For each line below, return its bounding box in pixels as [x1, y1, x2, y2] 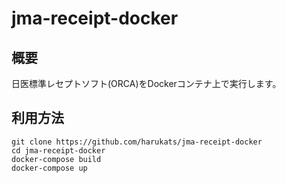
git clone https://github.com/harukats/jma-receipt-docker [11, 137, 263, 147]
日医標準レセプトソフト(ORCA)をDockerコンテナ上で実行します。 [11, 78, 282, 89]
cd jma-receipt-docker [11, 145, 106, 156]
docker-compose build [11, 154, 102, 164]
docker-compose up [11, 163, 88, 173]
